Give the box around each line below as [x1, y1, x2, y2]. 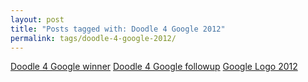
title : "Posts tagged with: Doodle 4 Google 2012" [10, 24, 226, 34]
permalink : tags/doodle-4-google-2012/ [10, 33, 177, 43]
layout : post [10, 14, 65, 25]
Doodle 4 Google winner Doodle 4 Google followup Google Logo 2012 [10, 61, 298, 73]
